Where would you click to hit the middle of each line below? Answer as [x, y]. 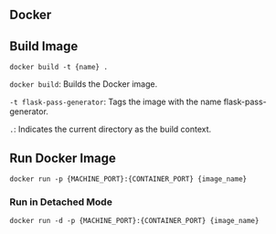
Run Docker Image [63, 158]
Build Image [44, 46]
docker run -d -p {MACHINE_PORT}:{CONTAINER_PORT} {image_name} [134, 221]
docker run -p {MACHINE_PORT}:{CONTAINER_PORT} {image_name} [128, 179]
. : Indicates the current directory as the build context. [111, 129]
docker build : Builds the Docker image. [84, 84]
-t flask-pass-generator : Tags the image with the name [116, 102]
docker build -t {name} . [58, 68]
